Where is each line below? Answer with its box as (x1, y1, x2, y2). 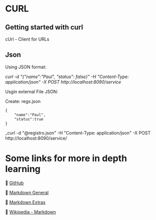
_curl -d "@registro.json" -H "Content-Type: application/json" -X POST (5, 129, 151, 135)
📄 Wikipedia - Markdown (5, 208, 56, 215)
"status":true (14, 116, 43, 121)
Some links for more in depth (5, 153, 127, 164)
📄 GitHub (5, 179, 24, 185)
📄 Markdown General (5, 189, 49, 195)
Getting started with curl (5, 23, 83, 31)
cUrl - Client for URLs (5, 36, 49, 42)
